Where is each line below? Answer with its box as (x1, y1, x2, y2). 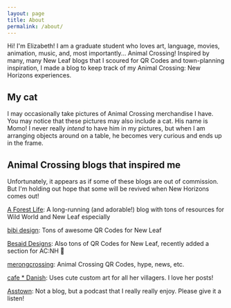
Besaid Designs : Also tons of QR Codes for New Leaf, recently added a (7, 240, 210, 247)
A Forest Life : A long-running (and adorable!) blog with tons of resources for (7, 205, 225, 213)
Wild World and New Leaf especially (7, 213, 111, 221)
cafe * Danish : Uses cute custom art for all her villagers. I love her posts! (7, 273, 214, 282)
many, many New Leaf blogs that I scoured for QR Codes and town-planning (7, 57, 225, 65)
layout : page (7, 10, 45, 17)
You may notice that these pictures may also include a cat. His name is (7, 117, 209, 125)
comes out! (7, 192, 39, 200)
